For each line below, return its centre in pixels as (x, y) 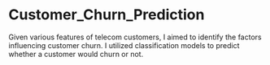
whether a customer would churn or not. (76, 54)
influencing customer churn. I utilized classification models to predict (124, 45)
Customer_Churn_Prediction (107, 15)
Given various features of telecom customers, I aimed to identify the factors (135, 37)
